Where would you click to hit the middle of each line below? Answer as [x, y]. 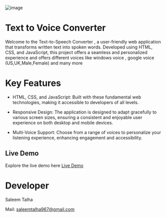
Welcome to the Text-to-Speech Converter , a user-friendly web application [83, 41]
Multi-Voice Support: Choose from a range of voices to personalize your [87, 132]
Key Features [33, 83]
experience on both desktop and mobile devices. [63, 122]
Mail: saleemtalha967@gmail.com [40, 209]
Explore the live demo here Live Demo [44, 165]
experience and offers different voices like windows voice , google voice [80, 57]
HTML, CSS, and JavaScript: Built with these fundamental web [77, 97]
